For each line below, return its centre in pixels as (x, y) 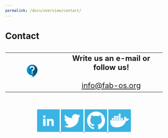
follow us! (111, 67)
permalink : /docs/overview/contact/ (43, 10)
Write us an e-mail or (111, 58)
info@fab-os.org (111, 85)
